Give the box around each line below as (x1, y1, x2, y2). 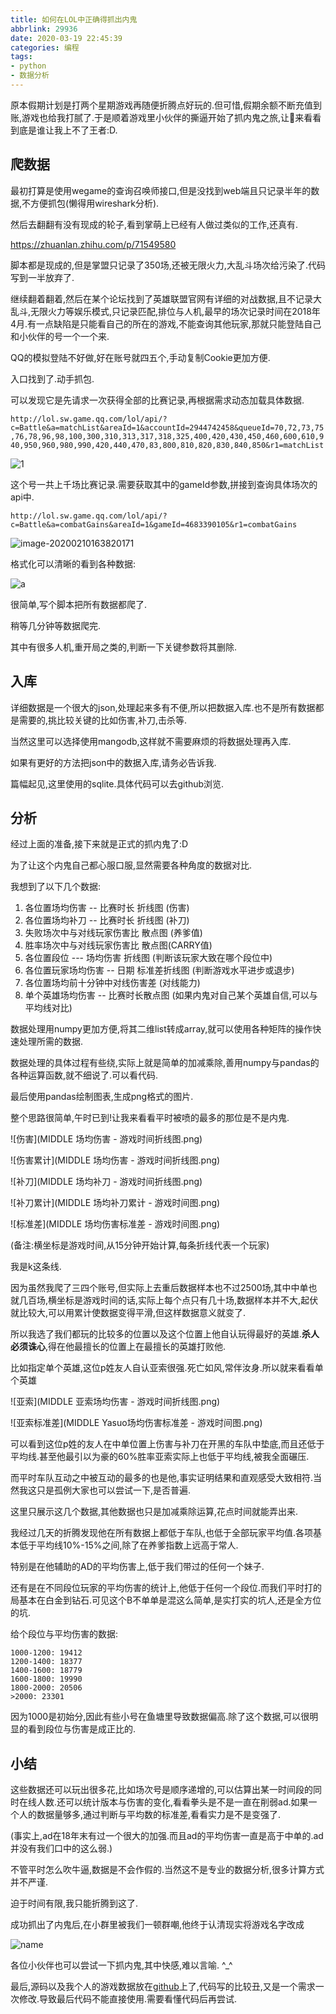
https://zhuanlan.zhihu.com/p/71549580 (10, 238, 177, 250)
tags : (10, 52, 33, 62)
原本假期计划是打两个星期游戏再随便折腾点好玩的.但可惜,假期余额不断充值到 (10, 99, 323, 111)
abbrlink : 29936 (10, 24, 78, 34)
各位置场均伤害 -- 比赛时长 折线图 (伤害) (24, 902, 190, 914)
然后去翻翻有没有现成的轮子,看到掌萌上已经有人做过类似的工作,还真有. (10, 218, 299, 230)
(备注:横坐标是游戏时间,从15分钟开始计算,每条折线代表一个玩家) (10, 1239, 270, 1251)
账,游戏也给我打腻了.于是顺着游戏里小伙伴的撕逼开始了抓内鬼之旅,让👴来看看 (10, 111, 322, 123)
